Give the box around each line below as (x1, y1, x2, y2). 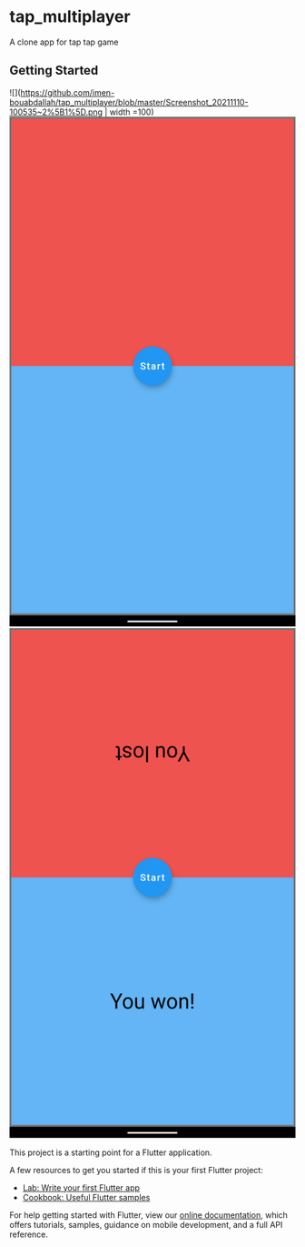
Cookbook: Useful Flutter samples (22, 1191, 151, 1202)
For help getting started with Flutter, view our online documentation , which (9, 1209, 289, 1221)
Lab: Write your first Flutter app (22, 1181, 141, 1193)
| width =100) (103, 106, 154, 117)
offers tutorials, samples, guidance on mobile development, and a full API (9, 1219, 283, 1230)
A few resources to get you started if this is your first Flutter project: (9, 1164, 263, 1175)
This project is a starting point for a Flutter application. (9, 1147, 212, 1158)
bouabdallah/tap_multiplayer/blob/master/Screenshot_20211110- (9, 96, 249, 107)
